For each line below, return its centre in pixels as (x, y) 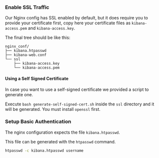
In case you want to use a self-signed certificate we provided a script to (77, 89)
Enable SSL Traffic (27, 7)
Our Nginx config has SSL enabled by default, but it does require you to (77, 18)
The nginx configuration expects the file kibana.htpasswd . (62, 132)
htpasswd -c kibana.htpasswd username (44, 150)
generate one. (19, 94)
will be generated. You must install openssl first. (53, 109)
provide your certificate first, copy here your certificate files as (68, 23)
